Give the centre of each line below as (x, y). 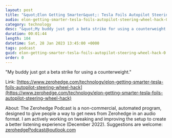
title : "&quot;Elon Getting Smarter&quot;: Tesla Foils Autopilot (78, 15)
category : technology (28, 24)
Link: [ (12, 82)
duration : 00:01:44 (26, 34)
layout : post (19, 10)
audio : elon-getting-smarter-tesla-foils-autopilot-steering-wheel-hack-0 (87, 19)
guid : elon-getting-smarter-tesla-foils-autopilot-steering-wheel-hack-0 (86, 53)
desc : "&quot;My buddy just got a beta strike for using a (70, 29)
